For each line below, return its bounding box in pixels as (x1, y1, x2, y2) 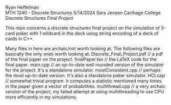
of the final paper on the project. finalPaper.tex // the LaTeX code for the (5, 56, 157, 62)
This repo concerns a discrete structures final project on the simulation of (5, 25, 160, 31)
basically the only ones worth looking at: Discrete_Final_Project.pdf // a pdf (5, 51, 163, 57)
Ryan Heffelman (5, 5, 39, 10)
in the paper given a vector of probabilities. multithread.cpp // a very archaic (5, 83, 166, 89)
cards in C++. (5, 36, 34, 42)
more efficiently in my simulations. (5, 94, 78, 100)
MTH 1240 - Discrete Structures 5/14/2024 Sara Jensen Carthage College (5, 10, 161, 16)
